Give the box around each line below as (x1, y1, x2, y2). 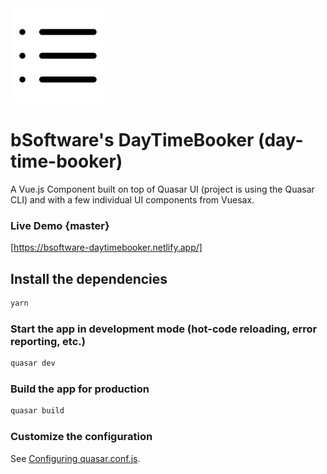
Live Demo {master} (10, 218, 110, 232)
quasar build (10, 406, 65, 416)
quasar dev (10, 358, 56, 369)
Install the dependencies (10, 270, 168, 287)
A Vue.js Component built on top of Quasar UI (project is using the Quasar (10, 183, 315, 195)
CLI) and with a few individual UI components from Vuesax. (10, 193, 255, 206)
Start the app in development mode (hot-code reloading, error (10, 322, 318, 336)
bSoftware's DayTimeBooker (10, 129, 255, 152)
